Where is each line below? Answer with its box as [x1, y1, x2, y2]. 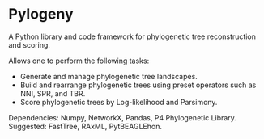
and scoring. [8, 40, 51, 49]
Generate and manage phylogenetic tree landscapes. [19, 71, 198, 81]
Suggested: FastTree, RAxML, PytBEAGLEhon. [8, 121, 162, 131]
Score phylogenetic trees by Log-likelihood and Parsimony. [19, 97, 218, 107]
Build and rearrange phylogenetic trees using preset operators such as [19, 80, 257, 90]
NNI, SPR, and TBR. [19, 88, 86, 98]
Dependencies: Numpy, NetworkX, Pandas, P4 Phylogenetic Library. [8, 112, 236, 122]
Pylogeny [8, 5, 75, 23]
